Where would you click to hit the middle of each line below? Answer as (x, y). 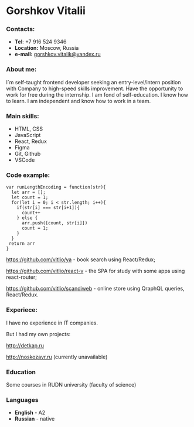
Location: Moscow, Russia (47, 48)
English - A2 (30, 413)
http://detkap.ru (25, 345)
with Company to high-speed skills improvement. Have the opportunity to (95, 88)
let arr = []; (28, 192)
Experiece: (22, 310)
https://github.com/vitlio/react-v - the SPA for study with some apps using (96, 271)
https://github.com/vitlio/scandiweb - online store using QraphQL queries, (95, 289)
